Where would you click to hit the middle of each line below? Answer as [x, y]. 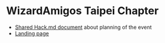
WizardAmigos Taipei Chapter [82, 11]
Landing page [32, 33]
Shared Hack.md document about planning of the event [83, 27]
